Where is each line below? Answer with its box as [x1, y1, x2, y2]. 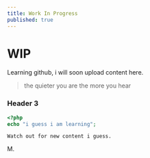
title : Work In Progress [7, 10, 78, 17]
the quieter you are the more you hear [23, 81, 132, 90]
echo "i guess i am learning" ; [7, 120, 97, 127]
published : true [7, 16, 53, 23]
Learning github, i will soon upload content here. [7, 68, 144, 77]
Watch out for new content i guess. [7, 133, 112, 140]
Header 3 [7, 98, 39, 108]
